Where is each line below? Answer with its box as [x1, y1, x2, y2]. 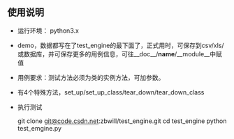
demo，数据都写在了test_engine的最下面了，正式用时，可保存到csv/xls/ [17, 41, 224, 49]
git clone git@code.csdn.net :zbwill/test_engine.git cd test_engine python [17, 117, 227, 125]
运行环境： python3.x [17, 26, 79, 35]
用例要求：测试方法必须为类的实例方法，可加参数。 [17, 73, 165, 81]
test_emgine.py [17, 124, 61, 132]
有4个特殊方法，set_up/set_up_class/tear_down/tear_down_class [17, 88, 205, 96]
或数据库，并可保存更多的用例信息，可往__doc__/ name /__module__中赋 [17, 49, 222, 58]
